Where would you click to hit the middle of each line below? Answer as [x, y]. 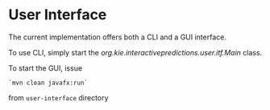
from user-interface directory [58, 97]
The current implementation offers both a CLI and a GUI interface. [118, 37]
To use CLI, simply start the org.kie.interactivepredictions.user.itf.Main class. [135, 52]
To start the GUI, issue [46, 68]
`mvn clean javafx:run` [48, 83]
